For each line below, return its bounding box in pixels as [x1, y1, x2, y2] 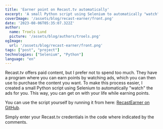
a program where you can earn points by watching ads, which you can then [5, 75, 156, 81]
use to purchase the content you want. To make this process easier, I [5, 80, 143, 86]
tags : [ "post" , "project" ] [5, 47, 60, 52]
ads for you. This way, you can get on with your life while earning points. [5, 90, 150, 96]
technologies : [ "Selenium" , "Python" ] [5, 52, 83, 57]
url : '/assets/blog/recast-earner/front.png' [9, 43, 103, 48]
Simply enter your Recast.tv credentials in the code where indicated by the [5, 114, 154, 120]
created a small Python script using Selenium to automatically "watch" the [5, 85, 153, 91]
